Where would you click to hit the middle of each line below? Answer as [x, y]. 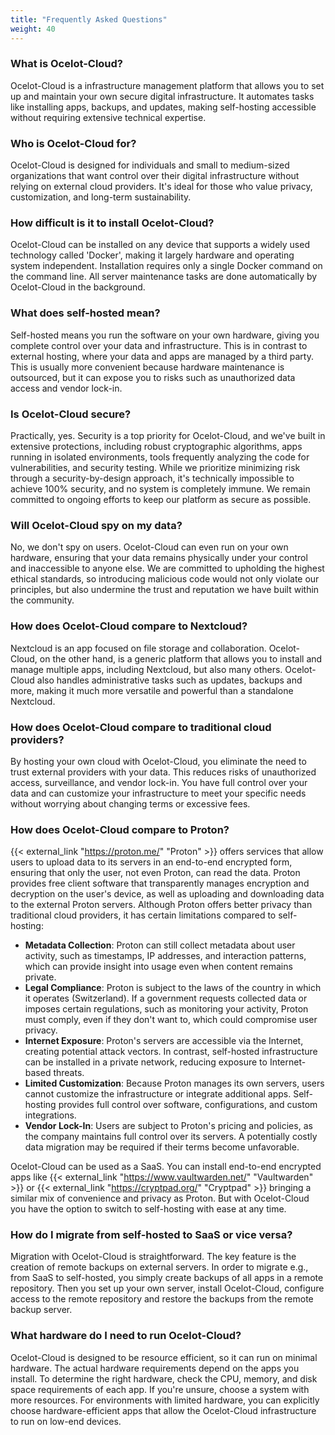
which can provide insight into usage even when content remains [158, 967]
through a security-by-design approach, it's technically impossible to [152, 478]
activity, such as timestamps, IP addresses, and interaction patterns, [165, 956]
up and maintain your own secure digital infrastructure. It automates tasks [162, 96]
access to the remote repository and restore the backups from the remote [162, 1299]
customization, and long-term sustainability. [101, 197]
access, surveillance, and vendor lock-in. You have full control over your [159, 782]
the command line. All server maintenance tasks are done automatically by [164, 277]
